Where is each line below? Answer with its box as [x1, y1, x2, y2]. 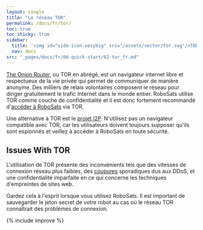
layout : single [6, 8, 45, 15]
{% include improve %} [6, 217, 65, 225]
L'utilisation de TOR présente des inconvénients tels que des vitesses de [6, 161, 186, 169]
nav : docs [11, 49, 36, 55]
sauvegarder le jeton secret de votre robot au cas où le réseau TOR [6, 198, 174, 206]
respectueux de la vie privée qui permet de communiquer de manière [6, 77, 179, 84]
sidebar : [6, 37, 28, 43]
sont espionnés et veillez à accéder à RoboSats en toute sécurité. [6, 127, 169, 135]
